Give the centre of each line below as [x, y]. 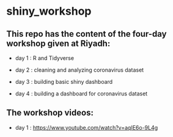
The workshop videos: [50, 113]
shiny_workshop [49, 11]
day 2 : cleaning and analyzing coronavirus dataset [79, 70]
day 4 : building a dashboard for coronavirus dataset [81, 94]
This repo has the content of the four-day [86, 34]
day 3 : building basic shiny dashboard [64, 82]
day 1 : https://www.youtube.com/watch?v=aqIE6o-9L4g [86, 127]
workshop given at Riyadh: [58, 43]
